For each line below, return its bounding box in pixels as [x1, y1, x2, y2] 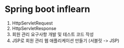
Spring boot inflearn [5, 3, 90, 15]
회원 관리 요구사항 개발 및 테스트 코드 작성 [12, 31, 94, 37]
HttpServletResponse [12, 25, 56, 31]
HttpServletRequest [12, 20, 53, 26]
